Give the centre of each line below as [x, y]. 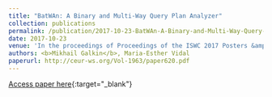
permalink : [27, 31]
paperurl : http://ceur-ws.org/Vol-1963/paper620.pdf [99, 61]
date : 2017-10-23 [38, 38]
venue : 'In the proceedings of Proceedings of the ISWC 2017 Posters [128, 46]
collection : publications [52, 23]
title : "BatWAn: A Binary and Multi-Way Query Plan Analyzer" [115, 16]
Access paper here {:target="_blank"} [70, 84]
